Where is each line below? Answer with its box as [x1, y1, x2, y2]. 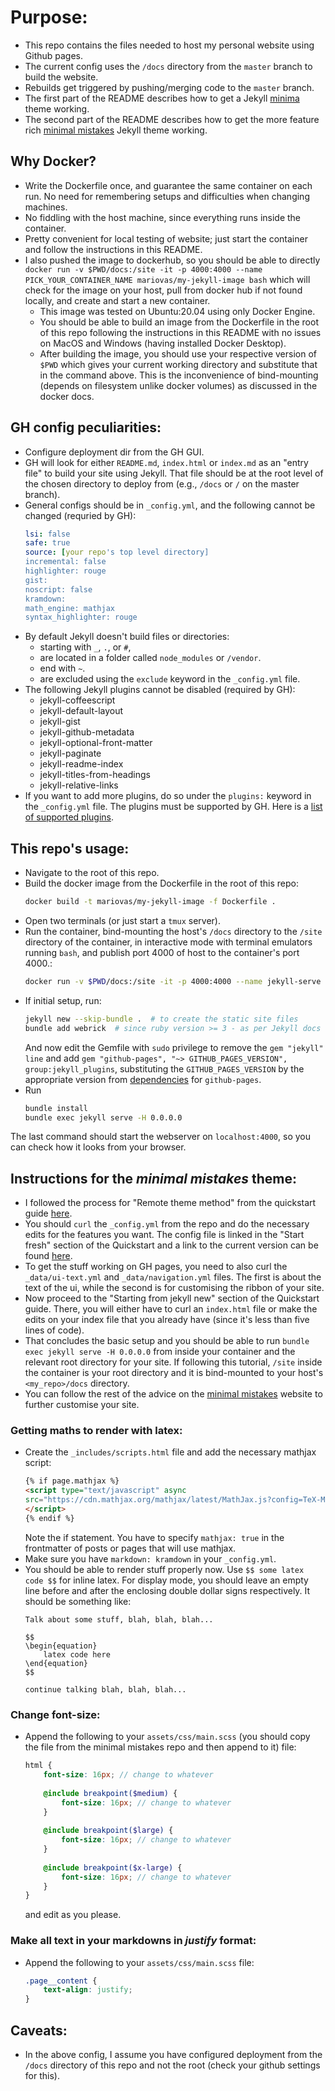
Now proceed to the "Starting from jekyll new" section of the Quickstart [24, 1292, 320, 1305]
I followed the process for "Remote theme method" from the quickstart [24, 1197, 317, 1209]
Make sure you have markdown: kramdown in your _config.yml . [24, 1552, 277, 1565]
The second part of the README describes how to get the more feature [24, 113, 320, 125]
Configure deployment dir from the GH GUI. [24, 446, 205, 458]
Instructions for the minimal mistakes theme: [10, 1170, 298, 1187]
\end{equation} [24, 1658, 89, 1668]
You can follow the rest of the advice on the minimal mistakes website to [24, 1388, 323, 1400]
